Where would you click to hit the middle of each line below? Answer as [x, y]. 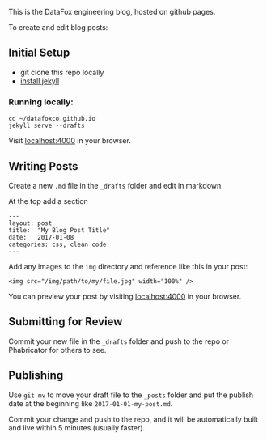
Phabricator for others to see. [57, 350]
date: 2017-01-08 [41, 237]
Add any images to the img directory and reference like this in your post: [128, 266]
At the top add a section [49, 201]
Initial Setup [39, 53]
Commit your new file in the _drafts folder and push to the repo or [119, 341]
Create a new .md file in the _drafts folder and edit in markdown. [116, 185]
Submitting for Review [66, 322]
